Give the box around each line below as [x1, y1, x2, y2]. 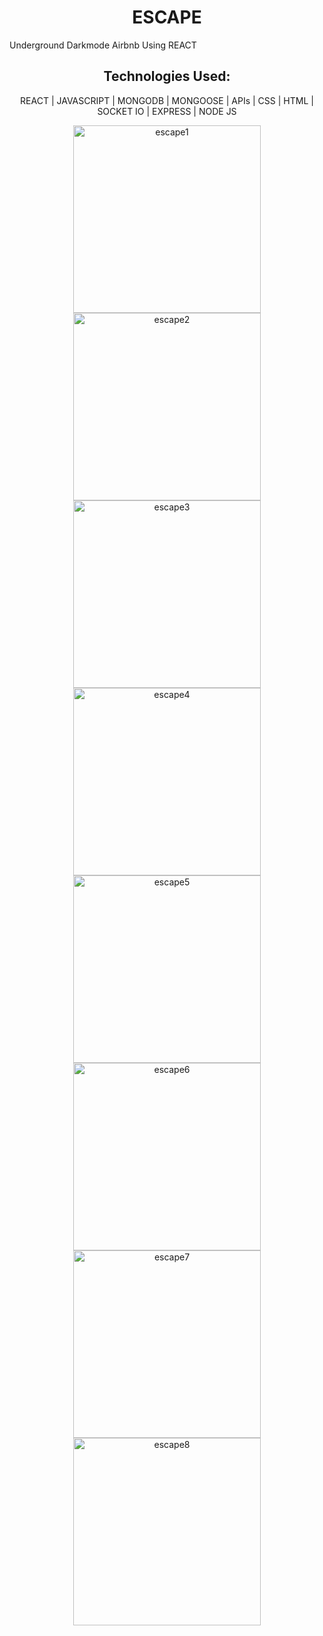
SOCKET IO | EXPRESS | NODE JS [97, 105, 237, 117]
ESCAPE [132, 6, 202, 29]
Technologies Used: [103, 68, 231, 85]
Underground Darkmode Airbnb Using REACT [9, 39, 197, 51]
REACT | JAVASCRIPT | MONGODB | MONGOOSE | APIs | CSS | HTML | [20, 94, 314, 106]
